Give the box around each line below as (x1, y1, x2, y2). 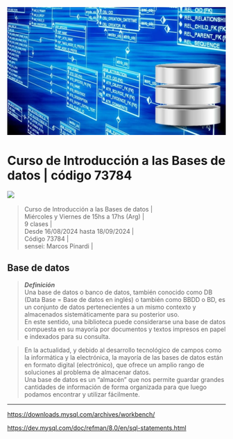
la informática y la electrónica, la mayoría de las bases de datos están (24, 353, 223, 361)
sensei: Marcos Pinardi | (24, 241, 94, 250)
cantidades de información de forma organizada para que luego (24, 383, 207, 391)
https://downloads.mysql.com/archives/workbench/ (7, 410, 155, 418)
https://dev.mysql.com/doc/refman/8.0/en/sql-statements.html (7, 424, 187, 432)
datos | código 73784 (7, 168, 132, 184)
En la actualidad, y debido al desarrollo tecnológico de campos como (24, 346, 222, 354)
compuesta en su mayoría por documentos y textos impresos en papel (24, 325, 226, 333)
